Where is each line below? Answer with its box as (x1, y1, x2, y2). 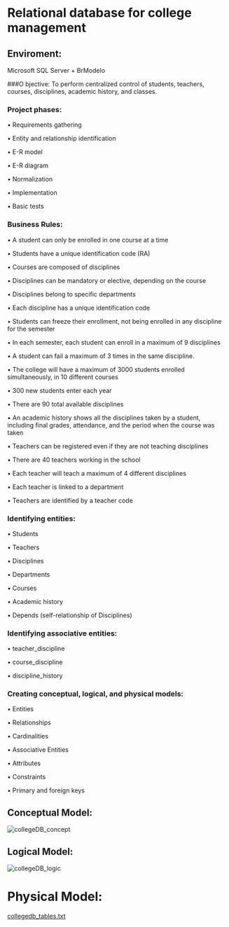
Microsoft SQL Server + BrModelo (7, 67, 106, 74)
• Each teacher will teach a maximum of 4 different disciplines (7, 469, 187, 477)
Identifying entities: (7, 514, 76, 523)
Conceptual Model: (7, 806, 93, 818)
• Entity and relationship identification (7, 135, 117, 143)
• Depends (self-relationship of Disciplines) (7, 611, 132, 619)
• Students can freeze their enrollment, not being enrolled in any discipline (7, 317, 222, 325)
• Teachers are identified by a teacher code (7, 496, 133, 504)
